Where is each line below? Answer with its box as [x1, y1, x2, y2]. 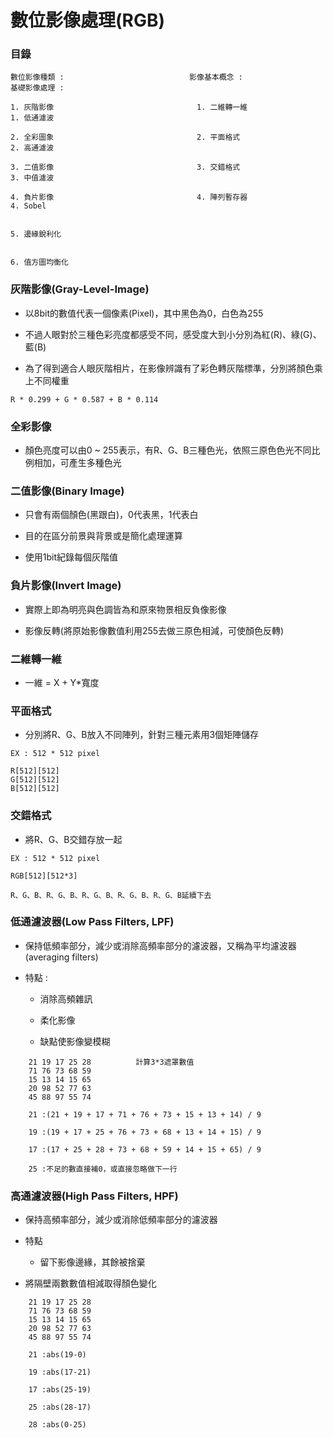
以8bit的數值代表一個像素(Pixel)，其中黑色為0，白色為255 [24, 307, 264, 319]
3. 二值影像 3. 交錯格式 [10, 162, 241, 173]
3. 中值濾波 [10, 173, 55, 183]
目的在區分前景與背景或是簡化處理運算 [24, 530, 183, 542]
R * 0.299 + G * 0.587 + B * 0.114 [10, 394, 159, 405]
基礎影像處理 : [10, 83, 65, 93]
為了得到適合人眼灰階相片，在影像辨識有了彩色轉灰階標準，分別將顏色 [24, 362, 315, 374]
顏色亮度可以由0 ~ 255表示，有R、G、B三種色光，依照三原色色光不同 [24, 444, 312, 456]
